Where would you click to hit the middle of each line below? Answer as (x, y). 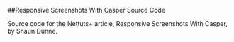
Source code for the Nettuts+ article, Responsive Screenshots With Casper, (118, 23)
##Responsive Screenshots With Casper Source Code (86, 10)
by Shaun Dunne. (33, 31)
